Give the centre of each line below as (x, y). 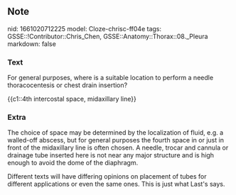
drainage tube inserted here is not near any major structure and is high (111, 155)
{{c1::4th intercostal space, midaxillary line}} (72, 99)
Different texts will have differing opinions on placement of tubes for (107, 177)
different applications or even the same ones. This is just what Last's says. (116, 184)
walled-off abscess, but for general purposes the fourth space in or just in (116, 140)
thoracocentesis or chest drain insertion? (68, 85)
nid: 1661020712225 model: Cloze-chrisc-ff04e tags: (85, 28)
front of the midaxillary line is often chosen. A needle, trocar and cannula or (118, 147)
